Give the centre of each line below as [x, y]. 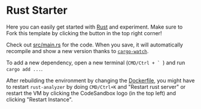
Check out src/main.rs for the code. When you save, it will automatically [95, 45]
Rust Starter [37, 10]
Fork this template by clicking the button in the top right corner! [84, 33]
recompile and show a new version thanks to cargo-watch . [77, 51]
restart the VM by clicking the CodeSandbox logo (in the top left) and [91, 93]
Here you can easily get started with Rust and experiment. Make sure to [95, 27]
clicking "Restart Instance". [39, 99]
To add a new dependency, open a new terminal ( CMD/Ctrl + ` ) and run [96, 63]
